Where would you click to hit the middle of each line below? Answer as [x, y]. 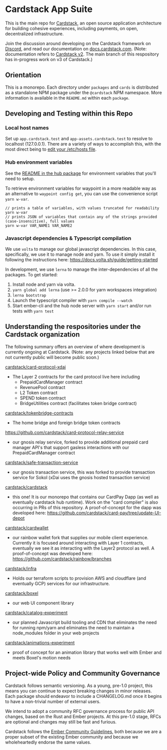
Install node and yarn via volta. [44, 284]
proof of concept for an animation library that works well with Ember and [87, 652]
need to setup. [20, 178]
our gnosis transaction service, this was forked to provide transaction [84, 472]
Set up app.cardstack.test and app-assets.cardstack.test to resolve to [79, 139]
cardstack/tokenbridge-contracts [39, 413]
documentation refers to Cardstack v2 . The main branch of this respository [82, 54]
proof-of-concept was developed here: [53, 553]
